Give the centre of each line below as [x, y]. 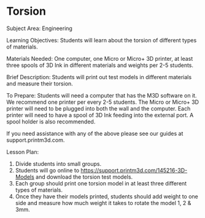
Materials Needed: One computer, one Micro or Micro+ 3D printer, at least [100, 58]
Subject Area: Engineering [39, 28]
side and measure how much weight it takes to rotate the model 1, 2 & [103, 203]
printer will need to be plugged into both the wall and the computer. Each [99, 108]
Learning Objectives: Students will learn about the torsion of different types [102, 40]
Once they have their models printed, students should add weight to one [106, 196]
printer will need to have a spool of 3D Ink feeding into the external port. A [100, 115]
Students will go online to [47, 170]
